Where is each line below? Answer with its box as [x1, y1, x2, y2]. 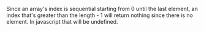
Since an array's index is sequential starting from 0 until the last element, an [6, 5, 198, 12]
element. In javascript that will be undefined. [6, 18, 118, 25]
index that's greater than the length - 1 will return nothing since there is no [6, 12, 193, 19]
